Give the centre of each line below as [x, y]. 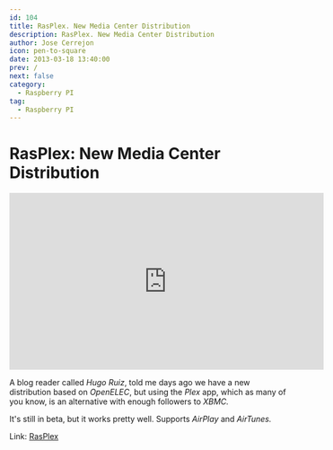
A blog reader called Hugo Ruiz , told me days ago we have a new [130, 383]
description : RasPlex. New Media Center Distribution [112, 34]
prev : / [24, 68]
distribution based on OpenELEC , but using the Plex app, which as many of [148, 393]
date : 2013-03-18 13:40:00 [60, 59]
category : [28, 84]
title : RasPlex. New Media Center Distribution [100, 26]
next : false [31, 76]
